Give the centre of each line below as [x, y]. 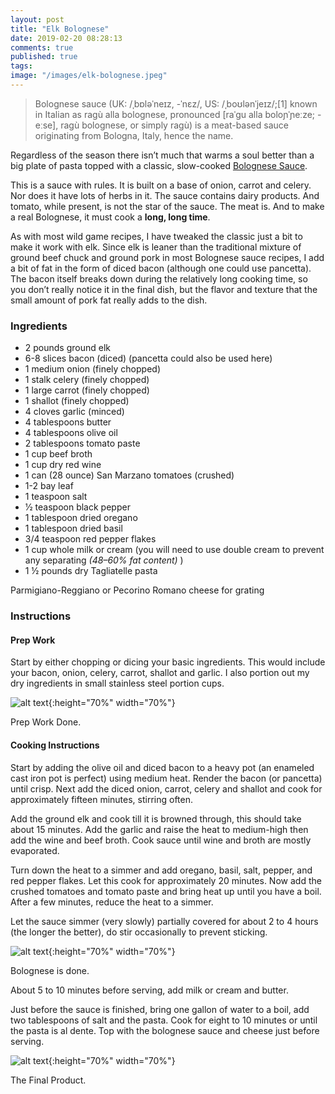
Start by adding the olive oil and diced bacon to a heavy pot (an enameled [162, 767]
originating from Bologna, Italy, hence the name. [134, 135]
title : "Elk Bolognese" [60, 29]
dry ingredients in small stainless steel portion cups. [117, 683]
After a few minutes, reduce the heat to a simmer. [112, 902]
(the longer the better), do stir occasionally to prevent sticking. [139, 932]
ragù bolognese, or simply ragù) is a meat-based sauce [174, 125]
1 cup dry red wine [63, 465]
